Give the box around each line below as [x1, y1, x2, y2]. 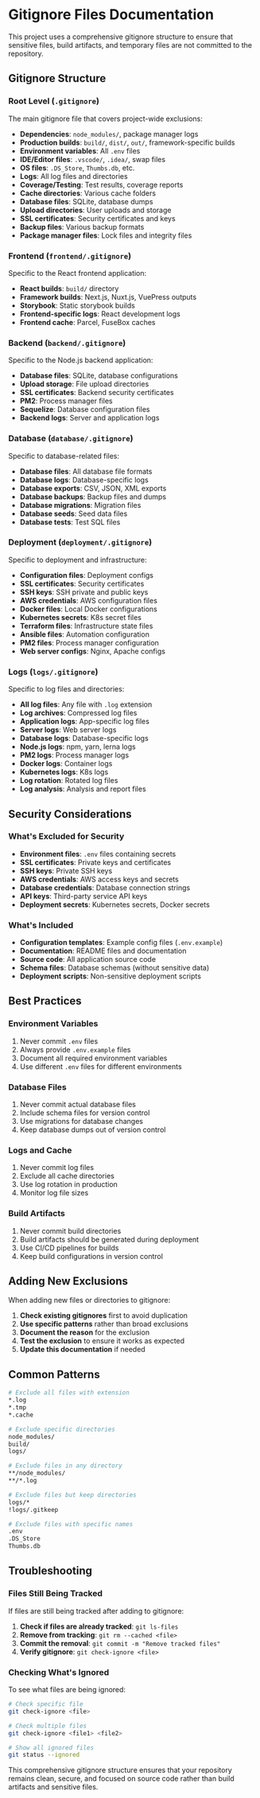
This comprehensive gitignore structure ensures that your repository [8, 1765, 232, 1775]
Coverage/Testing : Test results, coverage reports [19, 180, 184, 189]
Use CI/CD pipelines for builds [19, 1242, 119, 1253]
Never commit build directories [19, 1226, 122, 1235]
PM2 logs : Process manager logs [19, 750, 130, 760]
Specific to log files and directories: [8, 684, 125, 694]
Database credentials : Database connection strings [19, 882, 191, 892]
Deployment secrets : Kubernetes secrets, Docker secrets [19, 900, 211, 909]
